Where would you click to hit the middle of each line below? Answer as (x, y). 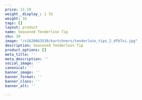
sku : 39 (13, 37)
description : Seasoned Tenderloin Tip (44, 45)
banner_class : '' (23, 81)
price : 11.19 (18, 9)
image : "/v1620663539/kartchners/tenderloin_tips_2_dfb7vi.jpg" (71, 41)
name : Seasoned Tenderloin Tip (37, 32)
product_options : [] (26, 50)
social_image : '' (23, 63)
